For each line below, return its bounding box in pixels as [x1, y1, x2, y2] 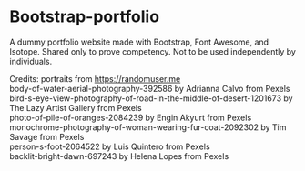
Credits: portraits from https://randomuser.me [9, 73, 181, 84]
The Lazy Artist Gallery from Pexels [9, 102, 143, 113]
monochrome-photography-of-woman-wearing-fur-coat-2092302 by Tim [9, 121, 287, 133]
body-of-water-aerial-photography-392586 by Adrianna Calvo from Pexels [9, 83, 290, 94]
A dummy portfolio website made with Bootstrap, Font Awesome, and [9, 36, 269, 47]
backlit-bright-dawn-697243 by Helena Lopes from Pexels [9, 150, 229, 161]
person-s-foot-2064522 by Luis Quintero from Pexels [9, 141, 211, 152]
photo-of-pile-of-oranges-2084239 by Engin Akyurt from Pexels [9, 112, 252, 123]
